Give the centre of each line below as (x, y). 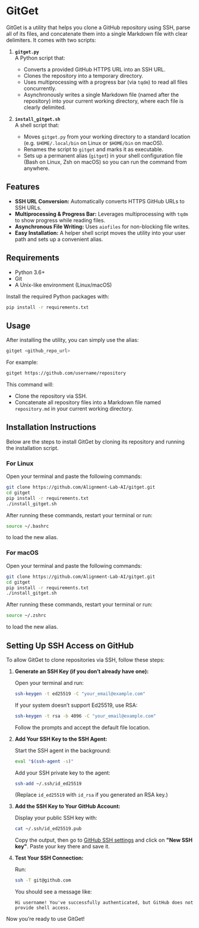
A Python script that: (40, 58)
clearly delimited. (45, 107)
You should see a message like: (53, 892)
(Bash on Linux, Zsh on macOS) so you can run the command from (105, 162)
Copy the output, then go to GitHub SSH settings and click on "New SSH (104, 840)
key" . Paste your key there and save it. (62, 847)
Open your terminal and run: (49, 682)
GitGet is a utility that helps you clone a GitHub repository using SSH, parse (98, 27)
